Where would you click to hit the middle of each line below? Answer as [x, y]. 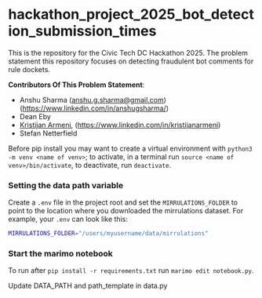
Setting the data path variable [66, 185]
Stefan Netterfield [48, 133]
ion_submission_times [82, 31]
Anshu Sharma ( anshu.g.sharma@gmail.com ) [93, 100]
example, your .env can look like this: [68, 219]
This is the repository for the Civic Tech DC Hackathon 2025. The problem [128, 53]
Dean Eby [35, 116]
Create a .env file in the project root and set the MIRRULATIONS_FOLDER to [123, 202]
